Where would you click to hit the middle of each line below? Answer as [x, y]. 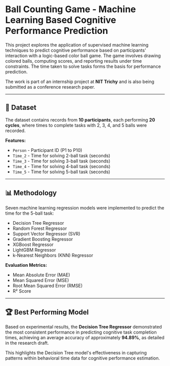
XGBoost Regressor [33, 245]
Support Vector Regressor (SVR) [46, 233]
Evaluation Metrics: [26, 265]
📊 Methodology [31, 193]
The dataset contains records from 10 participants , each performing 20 [80, 119]
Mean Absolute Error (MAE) [41, 275]
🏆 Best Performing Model [47, 312]
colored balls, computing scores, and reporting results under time [74, 61]
